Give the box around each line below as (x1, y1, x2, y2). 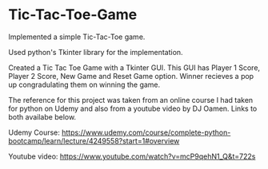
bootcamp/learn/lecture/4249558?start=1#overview (8, 136, 180, 145)
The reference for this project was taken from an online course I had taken (8, 95, 254, 104)
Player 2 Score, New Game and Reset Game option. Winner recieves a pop (8, 71, 254, 81)
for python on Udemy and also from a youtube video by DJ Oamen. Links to (8, 104, 258, 113)
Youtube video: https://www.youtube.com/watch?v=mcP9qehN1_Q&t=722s (8, 151, 256, 161)
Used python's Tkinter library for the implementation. (8, 47, 183, 57)
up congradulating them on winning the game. (8, 80, 161, 89)
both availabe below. (8, 112, 77, 121)
